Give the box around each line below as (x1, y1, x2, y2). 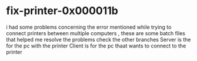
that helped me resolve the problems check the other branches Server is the (6, 36, 191, 43)
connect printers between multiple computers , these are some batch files (6, 29, 185, 36)
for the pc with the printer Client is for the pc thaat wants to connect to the (6, 42, 186, 49)
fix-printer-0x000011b (6, 4, 119, 18)
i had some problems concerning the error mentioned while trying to (6, 23, 172, 30)
